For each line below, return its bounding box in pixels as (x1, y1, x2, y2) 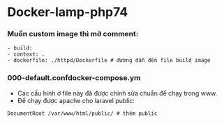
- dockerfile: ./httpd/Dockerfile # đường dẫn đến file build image (7, 57, 211, 64)
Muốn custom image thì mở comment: (7, 29, 139, 39)
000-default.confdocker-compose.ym (7, 73, 141, 83)
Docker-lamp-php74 (7, 4, 128, 20)
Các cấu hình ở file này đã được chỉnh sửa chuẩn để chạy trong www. (17, 88, 218, 98)
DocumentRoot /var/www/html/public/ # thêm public (7, 109, 158, 117)
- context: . (7, 51, 45, 58)
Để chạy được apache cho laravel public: (17, 96, 135, 104)
